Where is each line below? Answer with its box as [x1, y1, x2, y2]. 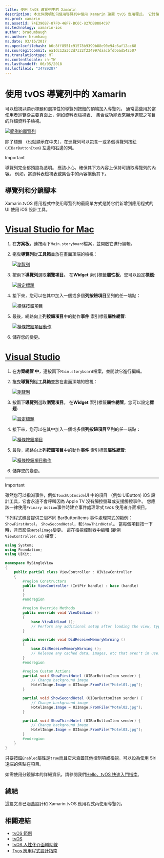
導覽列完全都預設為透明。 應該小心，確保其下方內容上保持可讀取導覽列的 [5, 165, 152, 170]
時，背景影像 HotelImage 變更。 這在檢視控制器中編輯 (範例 [5, 527, 121, 533]
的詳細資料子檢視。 [5, 118, 44, 124]
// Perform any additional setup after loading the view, [31, 624, 152, 629]
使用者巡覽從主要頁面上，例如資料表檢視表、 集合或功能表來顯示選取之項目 [5, 112, 156, 118]
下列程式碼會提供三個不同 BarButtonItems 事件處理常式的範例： [5, 515, 133, 521]
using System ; [5, 543, 34, 547]
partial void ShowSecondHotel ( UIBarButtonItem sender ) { [22, 696, 143, 701]
